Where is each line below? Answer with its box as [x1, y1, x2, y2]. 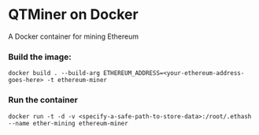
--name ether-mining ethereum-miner [8, 119, 128, 127]
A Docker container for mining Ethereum [8, 32, 139, 41]
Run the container [8, 95, 79, 106]
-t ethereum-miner [46, 77, 108, 84]
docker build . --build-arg [8, 69, 101, 77]
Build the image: [8, 51, 72, 62]
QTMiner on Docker [8, 6, 139, 24]
